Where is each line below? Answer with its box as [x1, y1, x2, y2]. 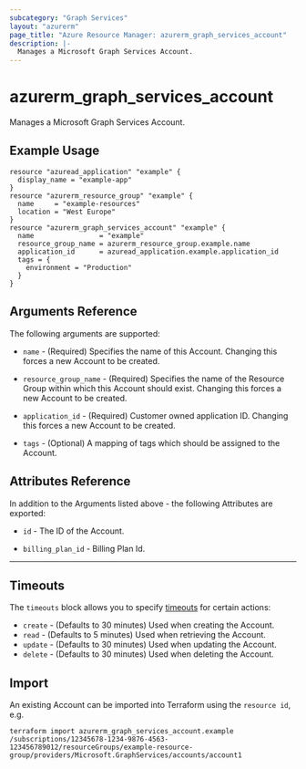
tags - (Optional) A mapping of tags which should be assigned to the [22, 437, 280, 448]
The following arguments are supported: [9, 327, 161, 338]
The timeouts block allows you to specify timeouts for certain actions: [9, 602, 271, 613]
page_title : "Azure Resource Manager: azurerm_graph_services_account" [9, 30, 287, 39]
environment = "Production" [25, 263, 132, 272]
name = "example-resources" [17, 199, 141, 208]
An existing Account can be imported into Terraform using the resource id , [9, 700, 291, 711]
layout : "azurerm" [9, 22, 79, 31]
